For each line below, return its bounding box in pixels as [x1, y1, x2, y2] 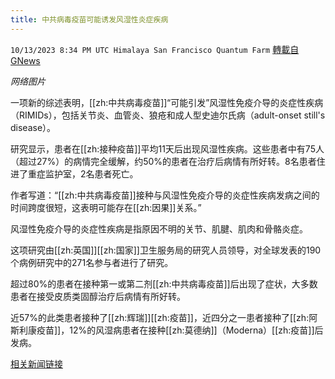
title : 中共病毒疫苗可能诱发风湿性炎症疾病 [10, 14, 169, 25]
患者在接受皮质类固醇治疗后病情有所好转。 [10, 290, 186, 302]
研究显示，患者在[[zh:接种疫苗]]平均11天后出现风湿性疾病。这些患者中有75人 [10, 142, 325, 155]
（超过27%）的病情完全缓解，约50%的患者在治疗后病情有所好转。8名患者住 [10, 155, 326, 167]
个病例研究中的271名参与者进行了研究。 [10, 256, 174, 268]
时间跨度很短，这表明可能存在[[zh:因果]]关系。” [10, 201, 202, 213]
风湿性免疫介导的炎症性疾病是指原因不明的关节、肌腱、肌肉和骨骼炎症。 [10, 222, 308, 235]
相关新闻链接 [10, 357, 63, 370]
